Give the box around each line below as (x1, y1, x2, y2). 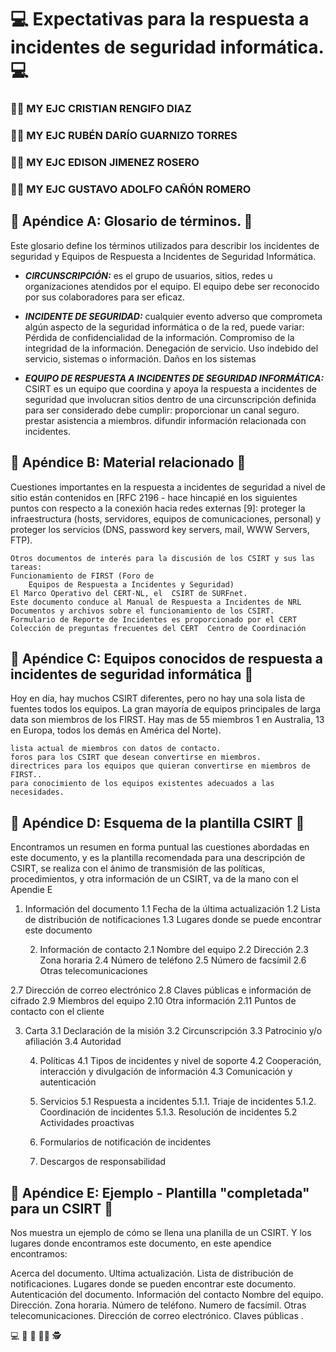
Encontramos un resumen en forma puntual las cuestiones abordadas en (10, 841, 310, 853)
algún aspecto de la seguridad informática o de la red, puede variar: (24, 321, 305, 333)
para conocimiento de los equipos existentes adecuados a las (10, 779, 275, 789)
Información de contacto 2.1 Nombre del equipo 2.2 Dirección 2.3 (39, 944, 309, 956)
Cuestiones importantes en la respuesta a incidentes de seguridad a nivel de (10, 481, 326, 493)
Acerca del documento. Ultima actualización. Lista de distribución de (10, 1267, 294, 1279)
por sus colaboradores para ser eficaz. (24, 291, 186, 303)
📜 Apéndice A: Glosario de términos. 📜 (10, 213, 253, 230)
